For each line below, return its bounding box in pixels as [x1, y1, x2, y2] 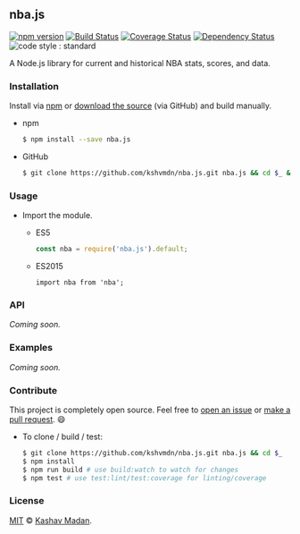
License [9, 495, 45, 507]
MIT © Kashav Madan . [9, 514, 92, 526]
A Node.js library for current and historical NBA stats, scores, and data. [9, 57, 271, 68]
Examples [9, 342, 54, 354]
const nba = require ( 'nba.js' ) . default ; [35, 245, 188, 254]
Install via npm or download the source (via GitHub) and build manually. [9, 100, 272, 111]
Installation [9, 80, 60, 92]
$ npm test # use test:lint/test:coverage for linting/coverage [21, 473, 267, 482]
